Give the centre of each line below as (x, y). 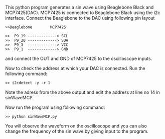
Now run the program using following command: (55, 107)
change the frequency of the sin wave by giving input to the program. (77, 131)
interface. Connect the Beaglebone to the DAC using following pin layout (80, 18)
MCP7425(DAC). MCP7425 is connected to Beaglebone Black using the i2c (83, 13)
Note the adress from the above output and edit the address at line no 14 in (83, 92)
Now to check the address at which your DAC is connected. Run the (75, 68)
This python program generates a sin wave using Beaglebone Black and (79, 7)
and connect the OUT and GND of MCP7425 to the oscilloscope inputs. (79, 58)
